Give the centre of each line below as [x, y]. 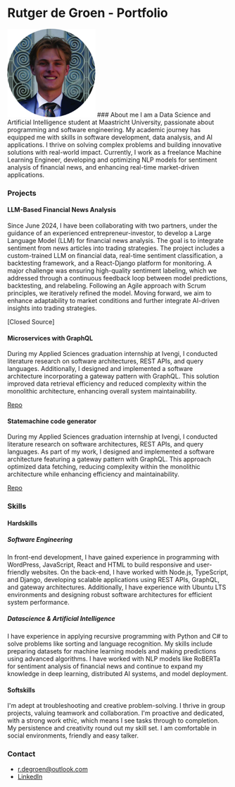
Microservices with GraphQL [50, 338]
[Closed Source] [31, 322]
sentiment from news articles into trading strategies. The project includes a [116, 248]
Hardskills [22, 523]
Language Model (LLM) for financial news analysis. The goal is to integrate [115, 241]
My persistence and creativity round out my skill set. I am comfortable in [112, 728]
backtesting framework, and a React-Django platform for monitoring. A [110, 264]
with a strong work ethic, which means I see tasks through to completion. [113, 721]
